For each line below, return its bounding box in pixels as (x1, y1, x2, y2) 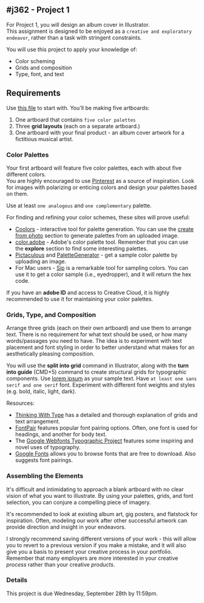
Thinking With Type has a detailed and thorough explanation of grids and (15, 412, 198, 419)
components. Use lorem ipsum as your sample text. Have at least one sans (6, 375, 197, 382)
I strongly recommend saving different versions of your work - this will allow (6, 535, 197, 542)
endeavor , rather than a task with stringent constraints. (6, 33, 142, 41)
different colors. (6, 170, 47, 178)
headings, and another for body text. (15, 431, 107, 438)
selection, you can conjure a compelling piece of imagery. (6, 498, 151, 506)
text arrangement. (15, 418, 61, 425)
